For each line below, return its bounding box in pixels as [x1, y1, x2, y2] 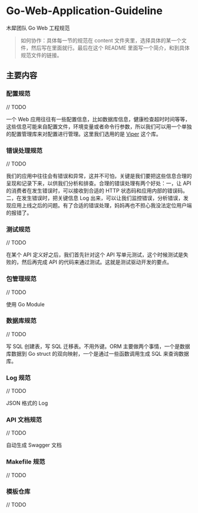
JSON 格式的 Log [6, 399, 48, 407]
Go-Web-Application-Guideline [6, 4, 163, 18]
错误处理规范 [6, 146, 43, 154]
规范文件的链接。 [20, 51, 62, 58]
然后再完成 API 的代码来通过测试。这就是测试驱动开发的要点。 [21, 259, 173, 266]
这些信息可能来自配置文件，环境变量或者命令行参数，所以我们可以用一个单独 [6, 123, 192, 130]
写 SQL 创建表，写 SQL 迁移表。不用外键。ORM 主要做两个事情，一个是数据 [6, 343, 190, 350]
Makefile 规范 [6, 458, 45, 466]
